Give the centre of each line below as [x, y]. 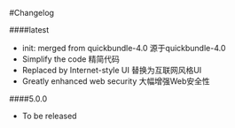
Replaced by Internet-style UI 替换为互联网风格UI [112, 70]
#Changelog [32, 13]
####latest [29, 30]
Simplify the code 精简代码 [70, 59]
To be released [49, 116]
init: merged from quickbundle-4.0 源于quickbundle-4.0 [124, 48]
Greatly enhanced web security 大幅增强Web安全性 [116, 81]
